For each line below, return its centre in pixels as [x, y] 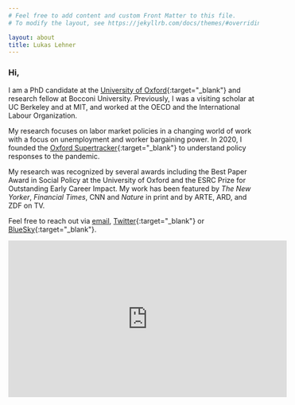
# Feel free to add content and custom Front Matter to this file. [122, 16]
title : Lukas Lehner [43, 45]
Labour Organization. [43, 115]
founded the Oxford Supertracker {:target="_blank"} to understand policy [127, 147]
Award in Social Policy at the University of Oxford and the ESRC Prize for [127, 180]
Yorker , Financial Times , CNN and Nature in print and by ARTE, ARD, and [128, 197]
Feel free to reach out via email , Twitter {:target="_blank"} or [107, 220]
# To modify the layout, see [56, 23]
